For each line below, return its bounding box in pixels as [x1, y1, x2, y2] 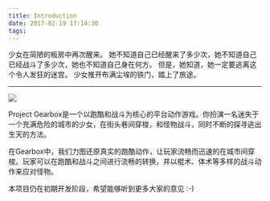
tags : [8, 27, 27, 35]
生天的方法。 [8, 129, 51, 139]
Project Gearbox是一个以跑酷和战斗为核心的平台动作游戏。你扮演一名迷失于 [8, 109, 260, 119]
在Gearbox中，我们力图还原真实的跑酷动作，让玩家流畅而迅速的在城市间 [8, 146, 248, 157]
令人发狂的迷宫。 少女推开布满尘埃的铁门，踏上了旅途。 [14, 70, 201, 80]
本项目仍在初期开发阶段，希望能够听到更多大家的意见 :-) [8, 184, 194, 194]
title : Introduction [8, 11, 78, 20]
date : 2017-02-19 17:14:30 [8, 19, 99, 27]
